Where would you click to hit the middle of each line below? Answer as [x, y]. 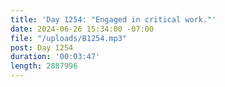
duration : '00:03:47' [55, 57]
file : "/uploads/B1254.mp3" [69, 38]
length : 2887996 [44, 66]
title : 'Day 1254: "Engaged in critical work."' [113, 19]
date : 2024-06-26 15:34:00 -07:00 [82, 29]
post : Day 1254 [42, 47]
